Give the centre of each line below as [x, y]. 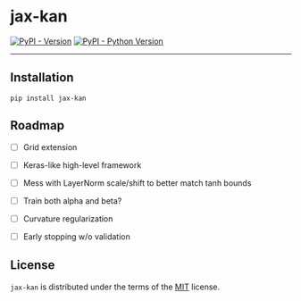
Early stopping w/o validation [76, 236]
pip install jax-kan [49, 98]
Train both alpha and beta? [72, 201]
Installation [42, 78]
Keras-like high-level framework [82, 165]
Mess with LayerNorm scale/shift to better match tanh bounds [137, 183]
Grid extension [50, 147]
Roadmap [38, 125]
